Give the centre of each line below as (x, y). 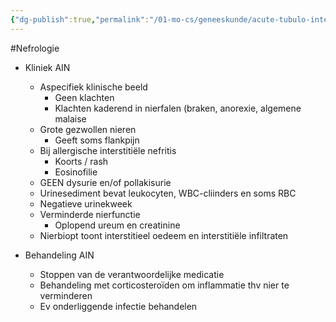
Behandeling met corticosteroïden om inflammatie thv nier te (164, 285)
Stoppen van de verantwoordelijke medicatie (132, 274)
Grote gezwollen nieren (88, 129)
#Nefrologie (35, 48)
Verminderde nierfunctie (90, 214)
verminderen (66, 295)
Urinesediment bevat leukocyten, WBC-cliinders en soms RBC (168, 193)
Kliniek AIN (47, 67)
